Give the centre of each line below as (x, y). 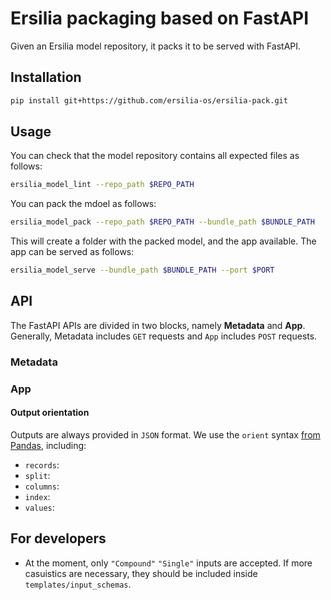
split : (37, 475)
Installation (46, 77)
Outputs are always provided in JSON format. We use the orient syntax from (165, 434)
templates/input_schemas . (78, 584)
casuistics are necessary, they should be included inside (141, 573)
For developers (58, 538)
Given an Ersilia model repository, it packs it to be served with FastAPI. (156, 46)
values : (39, 507)
